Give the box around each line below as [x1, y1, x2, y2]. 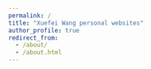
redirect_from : [8, 33, 59, 42]
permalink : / [8, 11, 52, 20]
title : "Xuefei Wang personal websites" [8, 19, 145, 27]
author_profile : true [8, 26, 80, 34]
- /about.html [15, 48, 62, 56]
